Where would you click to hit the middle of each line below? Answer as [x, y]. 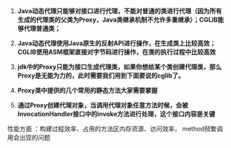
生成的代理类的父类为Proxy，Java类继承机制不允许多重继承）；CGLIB [118, 20]
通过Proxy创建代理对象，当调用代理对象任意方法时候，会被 [103, 105]
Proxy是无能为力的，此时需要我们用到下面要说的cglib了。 [101, 75]
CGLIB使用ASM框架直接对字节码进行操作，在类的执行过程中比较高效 [117, 52]
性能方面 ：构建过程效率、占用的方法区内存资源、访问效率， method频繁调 [115, 129]
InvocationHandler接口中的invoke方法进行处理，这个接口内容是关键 [116, 114]
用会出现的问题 [29, 138]
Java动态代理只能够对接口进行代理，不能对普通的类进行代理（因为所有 [120, 11]
